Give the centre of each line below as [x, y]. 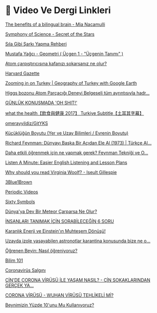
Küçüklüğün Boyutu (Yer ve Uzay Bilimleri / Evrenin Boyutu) [67, 133]
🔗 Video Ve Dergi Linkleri [58, 10]
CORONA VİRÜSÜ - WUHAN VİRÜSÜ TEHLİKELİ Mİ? [59, 295]
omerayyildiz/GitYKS [27, 123]
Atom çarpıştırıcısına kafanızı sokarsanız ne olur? [56, 63]
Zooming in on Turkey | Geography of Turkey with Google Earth [71, 83]
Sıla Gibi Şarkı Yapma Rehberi [36, 44]
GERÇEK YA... [20, 285]
